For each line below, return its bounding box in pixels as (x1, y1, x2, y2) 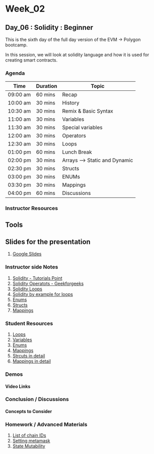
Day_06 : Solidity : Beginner (5, 23, 94, 32)
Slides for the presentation (5, 238, 91, 246)
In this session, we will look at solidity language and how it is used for (5, 52, 149, 58)
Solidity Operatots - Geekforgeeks (12, 280, 84, 286)
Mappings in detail (12, 358, 51, 364)
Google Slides (12, 251, 42, 257)
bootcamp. (5, 42, 28, 48)
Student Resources (5, 320, 53, 327)
